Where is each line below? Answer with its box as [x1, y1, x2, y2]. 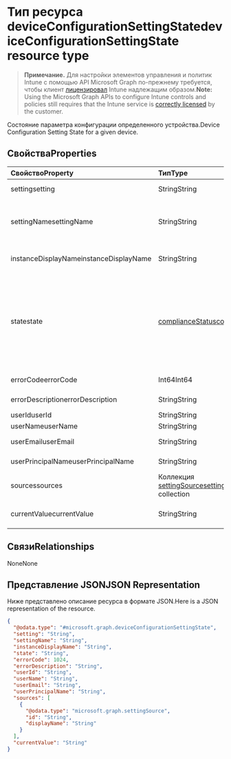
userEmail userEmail [10, 437, 74, 446]
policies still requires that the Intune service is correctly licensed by [23, 100, 215, 108]
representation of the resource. [7, 604, 96, 613]
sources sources [10, 481, 63, 490]
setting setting [10, 184, 55, 193]
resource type [7, 48, 89, 64]
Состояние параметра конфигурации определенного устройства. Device [7, 120, 220, 129]
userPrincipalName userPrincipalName [10, 456, 134, 466]
